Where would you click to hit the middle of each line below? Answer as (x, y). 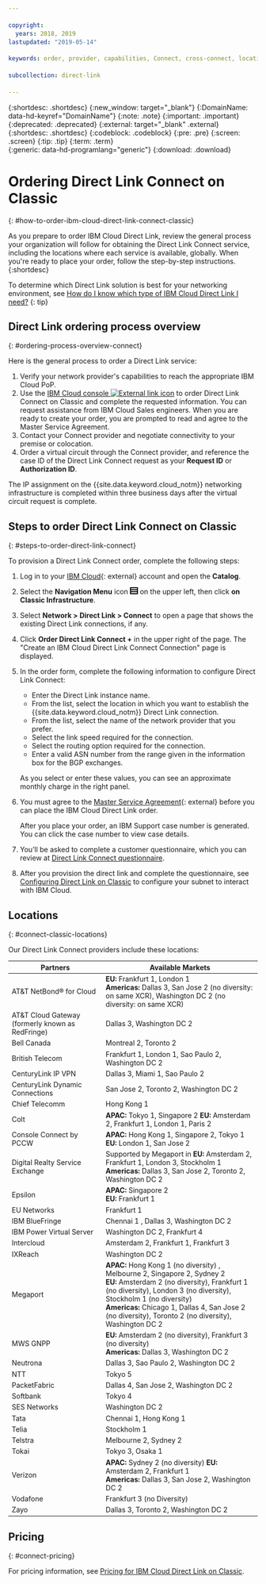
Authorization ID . (48, 469)
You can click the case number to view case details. (104, 834)
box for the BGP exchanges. (77, 763)
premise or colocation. (56, 444)
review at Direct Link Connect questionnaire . (92, 858)
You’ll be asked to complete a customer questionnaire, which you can (133, 850)
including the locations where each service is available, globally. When (123, 252)
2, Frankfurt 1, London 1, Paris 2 (159, 1124)
